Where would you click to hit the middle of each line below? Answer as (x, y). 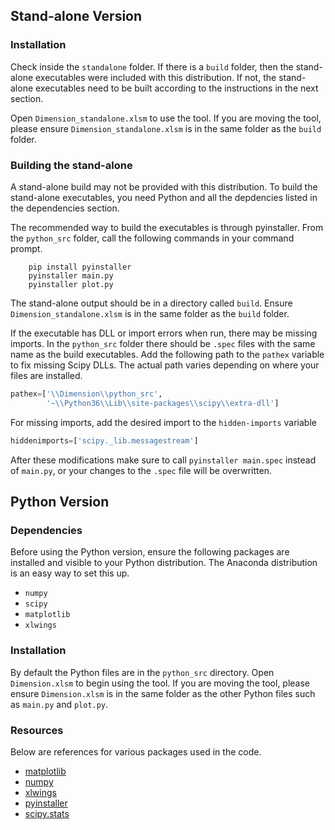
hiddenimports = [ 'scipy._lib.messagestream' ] (104, 440)
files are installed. (46, 375)
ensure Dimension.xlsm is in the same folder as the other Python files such (163, 693)
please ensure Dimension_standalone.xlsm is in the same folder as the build (166, 128)
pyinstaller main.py (71, 275)
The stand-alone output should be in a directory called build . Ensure (151, 303)
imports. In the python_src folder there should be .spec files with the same (163, 343)
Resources (37, 730)
